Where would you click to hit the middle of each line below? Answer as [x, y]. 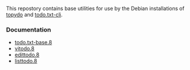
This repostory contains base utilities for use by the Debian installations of [95, 8]
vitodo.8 [25, 48]
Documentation [29, 30]
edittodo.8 [27, 55]
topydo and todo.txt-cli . [34, 15]
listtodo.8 [26, 61]
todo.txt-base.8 [33, 43]
